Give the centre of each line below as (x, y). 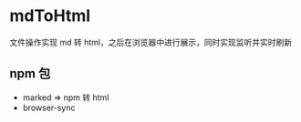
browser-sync (49, 107)
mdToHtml (50, 16)
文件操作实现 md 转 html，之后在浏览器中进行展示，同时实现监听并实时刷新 (151, 42)
